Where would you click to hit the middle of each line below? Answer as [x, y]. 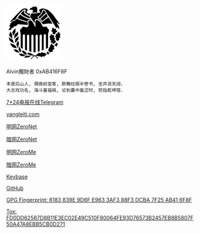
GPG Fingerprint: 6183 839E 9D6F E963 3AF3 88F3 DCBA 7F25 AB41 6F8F [99, 200]
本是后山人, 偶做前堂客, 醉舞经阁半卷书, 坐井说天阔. [65, 84]
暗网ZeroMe [21, 165]
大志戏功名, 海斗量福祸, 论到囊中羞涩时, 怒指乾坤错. [65, 90]
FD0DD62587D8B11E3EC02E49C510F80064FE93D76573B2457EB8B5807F [100, 218]
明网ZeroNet [22, 126]
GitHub [15, 188]
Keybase [17, 177]
